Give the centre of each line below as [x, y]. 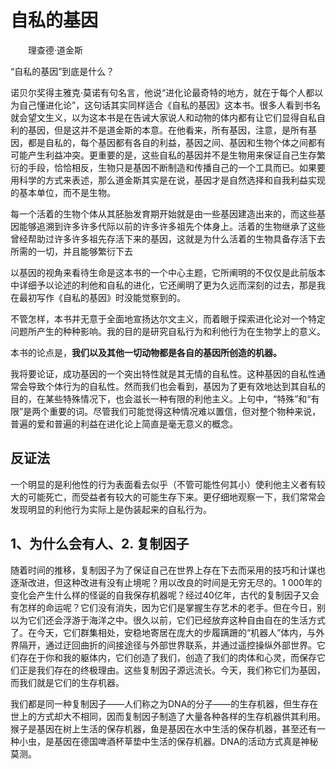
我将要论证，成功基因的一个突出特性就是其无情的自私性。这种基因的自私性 [163, 373]
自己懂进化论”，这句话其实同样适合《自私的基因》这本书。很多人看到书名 [170, 105]
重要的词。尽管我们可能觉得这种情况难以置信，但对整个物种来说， [185, 411]
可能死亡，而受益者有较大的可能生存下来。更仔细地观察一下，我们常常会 [176, 497]
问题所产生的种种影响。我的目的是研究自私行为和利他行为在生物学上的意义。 [168, 331]
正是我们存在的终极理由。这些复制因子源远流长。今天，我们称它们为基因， [172, 670]
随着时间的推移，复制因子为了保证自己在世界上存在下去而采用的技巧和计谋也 [168, 570]
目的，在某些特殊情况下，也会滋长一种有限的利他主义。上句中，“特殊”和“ [161, 398]
